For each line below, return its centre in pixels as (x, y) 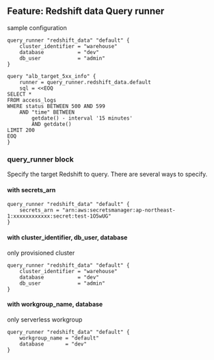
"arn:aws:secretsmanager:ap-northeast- (119, 210)
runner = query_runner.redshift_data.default (85, 82)
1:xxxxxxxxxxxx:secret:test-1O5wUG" (59, 216)
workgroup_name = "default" (59, 338)
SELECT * (19, 94)
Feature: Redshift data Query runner (86, 11)
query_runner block (40, 159)
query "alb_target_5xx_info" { (52, 76)
